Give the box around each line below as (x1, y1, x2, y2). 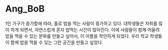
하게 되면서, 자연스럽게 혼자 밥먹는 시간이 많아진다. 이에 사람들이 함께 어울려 (10, 26, 160, 33)
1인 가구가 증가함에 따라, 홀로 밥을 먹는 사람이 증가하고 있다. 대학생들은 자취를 (5, 20, 158, 26)
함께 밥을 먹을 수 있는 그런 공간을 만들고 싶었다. (10, 39, 103, 45)
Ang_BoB (5, 3, 45, 15)
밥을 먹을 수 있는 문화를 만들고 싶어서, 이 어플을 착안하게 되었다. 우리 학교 (5, 33, 149, 39)
